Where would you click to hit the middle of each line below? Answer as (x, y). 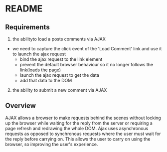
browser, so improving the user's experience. (52, 144)
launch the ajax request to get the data (60, 75)
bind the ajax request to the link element (61, 59)
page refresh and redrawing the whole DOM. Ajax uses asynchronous (77, 128)
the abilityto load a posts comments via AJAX (59, 39)
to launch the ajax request (39, 54)
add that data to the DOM (46, 80)
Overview (21, 106)
